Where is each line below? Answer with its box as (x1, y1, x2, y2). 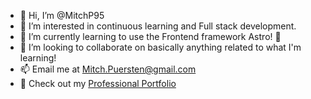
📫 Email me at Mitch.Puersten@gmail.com (19, 63, 197, 75)
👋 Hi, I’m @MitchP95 (19, 10, 105, 21)
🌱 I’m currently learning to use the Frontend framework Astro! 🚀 (19, 31, 282, 42)
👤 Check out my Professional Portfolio (19, 78, 177, 89)
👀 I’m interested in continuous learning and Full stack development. (19, 20, 297, 32)
